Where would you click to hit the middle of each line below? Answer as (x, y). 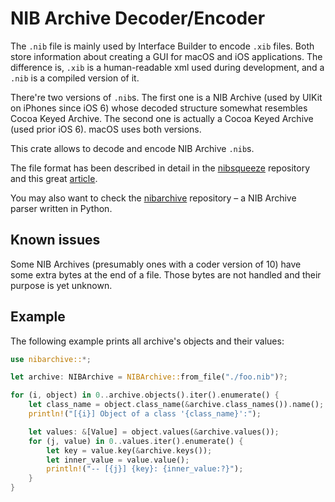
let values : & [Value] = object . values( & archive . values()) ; (154, 432)
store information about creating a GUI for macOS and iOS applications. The (166, 56)
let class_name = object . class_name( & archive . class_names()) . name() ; (176, 405)
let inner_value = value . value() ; (118, 460)
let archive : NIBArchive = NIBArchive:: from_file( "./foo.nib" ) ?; (149, 377)
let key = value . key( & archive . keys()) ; (129, 450)
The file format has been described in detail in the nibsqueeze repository (160, 168)
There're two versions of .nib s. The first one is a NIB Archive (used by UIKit (166, 97)
